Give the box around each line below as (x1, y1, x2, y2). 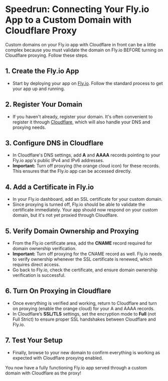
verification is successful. (12, 272, 66, 278)
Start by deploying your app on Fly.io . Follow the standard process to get (12, 80, 163, 86)
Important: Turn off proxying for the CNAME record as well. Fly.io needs (12, 251, 162, 257)
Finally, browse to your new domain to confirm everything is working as (12, 349, 160, 355)
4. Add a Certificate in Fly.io (5, 183, 94, 191)
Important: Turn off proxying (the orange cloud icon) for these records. (12, 163, 160, 169)
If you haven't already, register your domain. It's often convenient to (12, 113, 153, 119)
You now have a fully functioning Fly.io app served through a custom (5, 364, 147, 370)
